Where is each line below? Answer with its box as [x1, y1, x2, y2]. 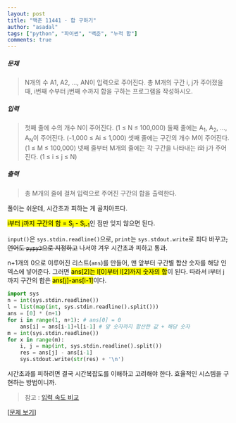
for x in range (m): [7, 336, 65, 343]
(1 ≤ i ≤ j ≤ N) [39, 152, 77, 160]
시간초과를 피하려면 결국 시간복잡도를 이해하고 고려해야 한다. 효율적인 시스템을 [7, 370, 222, 378]
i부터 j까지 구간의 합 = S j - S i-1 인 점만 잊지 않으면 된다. [7, 219, 156, 229]
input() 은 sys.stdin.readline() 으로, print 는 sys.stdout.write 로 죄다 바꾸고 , [7, 235, 228, 244]
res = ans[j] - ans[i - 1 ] [20, 349, 93, 356]
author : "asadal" [7, 23, 58, 30]
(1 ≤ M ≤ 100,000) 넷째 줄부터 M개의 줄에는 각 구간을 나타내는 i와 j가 [24, 144, 214, 152]
